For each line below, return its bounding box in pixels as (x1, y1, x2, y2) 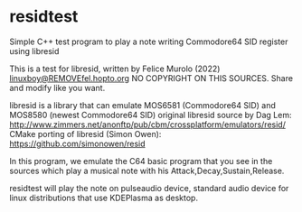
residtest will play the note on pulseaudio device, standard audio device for (9, 182, 289, 193)
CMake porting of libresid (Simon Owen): (9, 128, 162, 139)
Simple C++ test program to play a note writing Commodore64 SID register (9, 36, 288, 47)
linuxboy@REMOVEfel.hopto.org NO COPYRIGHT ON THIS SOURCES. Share (9, 72, 294, 83)
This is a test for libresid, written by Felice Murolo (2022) (9, 63, 221, 74)
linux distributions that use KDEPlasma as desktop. (9, 192, 199, 203)
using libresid (9, 45, 60, 56)
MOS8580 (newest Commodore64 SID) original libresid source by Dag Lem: (9, 109, 292, 120)
